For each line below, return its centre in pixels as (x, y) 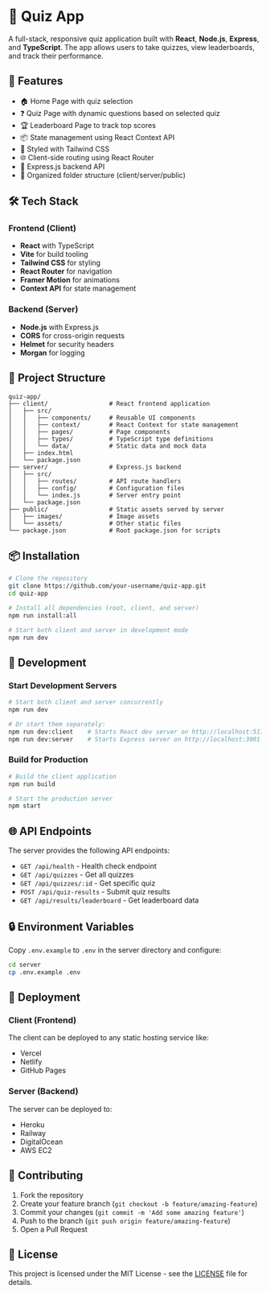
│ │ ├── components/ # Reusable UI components (102, 418)
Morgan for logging (53, 353)
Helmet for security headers (67, 344)
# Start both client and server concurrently (86, 702)
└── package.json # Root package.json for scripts (115, 531)
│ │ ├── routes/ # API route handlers (95, 481)
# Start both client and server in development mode (98, 630)
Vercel (31, 1053)
